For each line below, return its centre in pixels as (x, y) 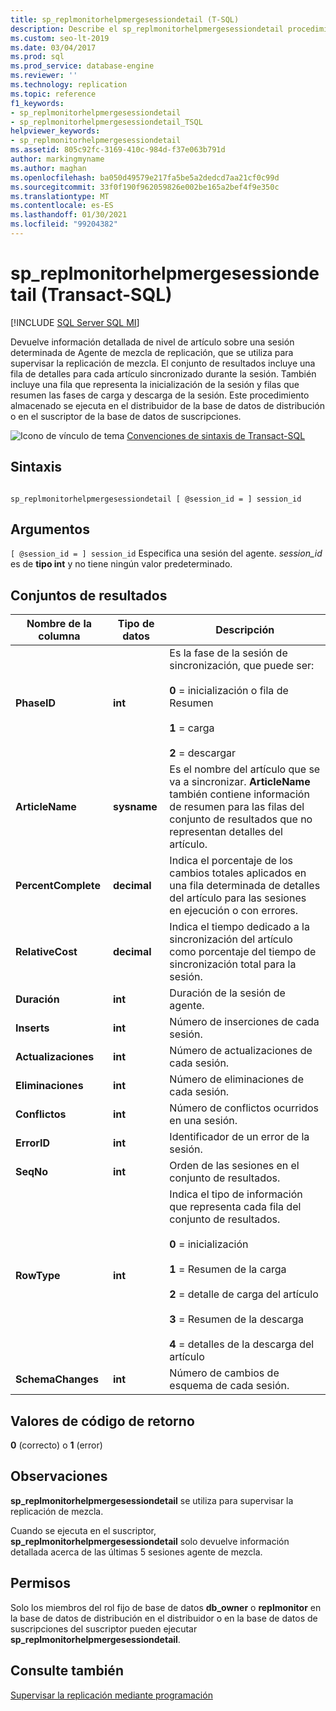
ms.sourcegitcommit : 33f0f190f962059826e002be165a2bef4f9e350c (145, 187)
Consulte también (67, 1671)
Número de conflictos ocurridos (244, 1108)
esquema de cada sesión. (229, 1386)
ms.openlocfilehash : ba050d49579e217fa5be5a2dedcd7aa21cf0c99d (145, 177)
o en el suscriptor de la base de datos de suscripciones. (126, 416)
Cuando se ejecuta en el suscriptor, (83, 1530)
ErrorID (33, 1143)
